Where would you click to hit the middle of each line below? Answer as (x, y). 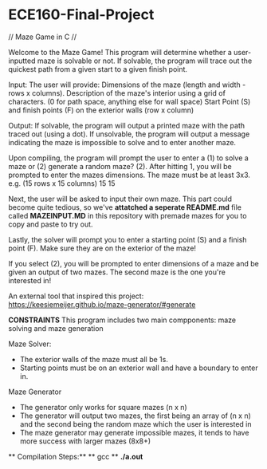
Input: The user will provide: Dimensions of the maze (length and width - (127, 85)
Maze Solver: (30, 344)
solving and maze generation (56, 328)
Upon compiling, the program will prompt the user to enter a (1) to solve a (128, 158)
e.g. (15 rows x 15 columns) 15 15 (62, 183)
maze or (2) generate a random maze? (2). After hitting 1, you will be (120, 166)
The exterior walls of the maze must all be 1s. (94, 359)
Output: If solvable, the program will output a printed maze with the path (127, 125)
